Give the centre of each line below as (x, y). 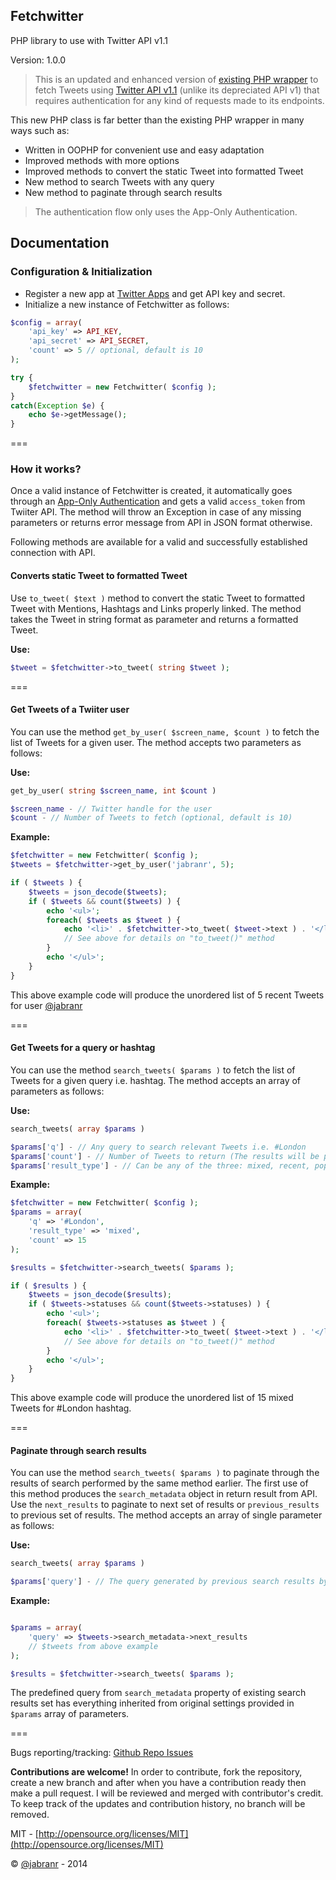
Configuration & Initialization (81, 272)
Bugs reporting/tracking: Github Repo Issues (102, 1753)
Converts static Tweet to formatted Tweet (99, 576)
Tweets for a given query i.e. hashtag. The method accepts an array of (156, 1080)
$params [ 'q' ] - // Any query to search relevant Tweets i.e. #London (158, 1147)
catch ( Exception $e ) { (57, 405)
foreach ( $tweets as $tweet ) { (114, 920)
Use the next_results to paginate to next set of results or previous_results (165, 1505)
